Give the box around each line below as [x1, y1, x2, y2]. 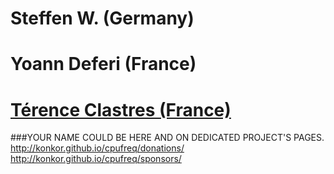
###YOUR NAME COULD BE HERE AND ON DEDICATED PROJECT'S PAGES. [10, 132, 325, 144]
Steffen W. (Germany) [10, 7, 195, 30]
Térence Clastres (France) [10, 98, 232, 121]
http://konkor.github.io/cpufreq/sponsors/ [10, 153, 182, 165]
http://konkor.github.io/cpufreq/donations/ [10, 142, 185, 154]
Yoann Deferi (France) [10, 53, 197, 76]
